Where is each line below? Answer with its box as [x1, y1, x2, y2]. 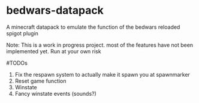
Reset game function [14, 77, 67, 84]
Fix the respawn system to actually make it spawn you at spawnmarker [14, 71, 191, 78]
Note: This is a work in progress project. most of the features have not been [6, 41, 194, 49]
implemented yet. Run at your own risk [6, 47, 101, 54]
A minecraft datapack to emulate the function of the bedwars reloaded [6, 23, 180, 31]
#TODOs [6, 59, 28, 66]
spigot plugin [6, 29, 39, 37]
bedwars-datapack [6, 4, 104, 17]
